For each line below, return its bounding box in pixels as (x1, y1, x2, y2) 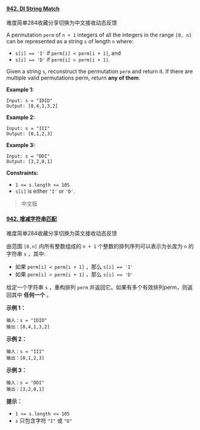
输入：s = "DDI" (6, 380, 45, 386)
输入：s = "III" (6, 349, 45, 355)
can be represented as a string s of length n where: (6, 38, 134, 45)
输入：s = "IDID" (6, 317, 47, 324)
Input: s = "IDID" (6, 98, 53, 104)
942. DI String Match (6, 5, 60, 12)
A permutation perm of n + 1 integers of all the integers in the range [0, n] (6, 31, 192, 39)
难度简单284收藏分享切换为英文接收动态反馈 (6, 230, 118, 237)
